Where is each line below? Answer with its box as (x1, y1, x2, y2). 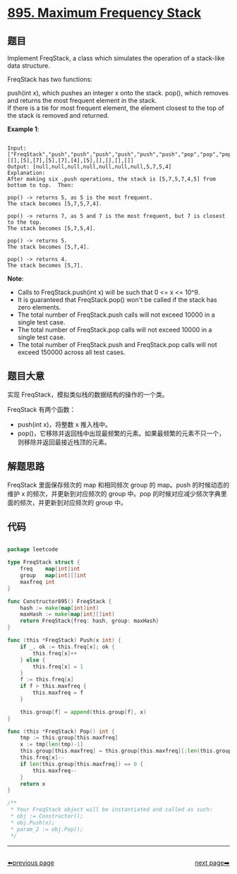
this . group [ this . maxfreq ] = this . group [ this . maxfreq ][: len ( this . (20, 748, 217, 755)
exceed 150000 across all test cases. (17, 348, 126, 356)
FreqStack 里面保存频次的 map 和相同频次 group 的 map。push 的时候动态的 (7, 480, 230, 489)
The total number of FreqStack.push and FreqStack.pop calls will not (17, 341, 217, 348)
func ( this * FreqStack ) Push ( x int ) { (7, 637, 121, 644)
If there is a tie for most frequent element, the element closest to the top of (7, 104, 224, 112)
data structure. (7, 61, 51, 70)
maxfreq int (20, 578, 55, 585)
